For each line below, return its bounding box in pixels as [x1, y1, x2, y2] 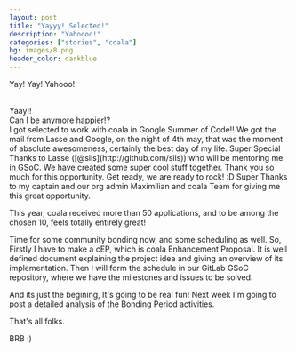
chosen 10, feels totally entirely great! [9, 217, 147, 228]
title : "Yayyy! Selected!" [9, 21, 109, 30]
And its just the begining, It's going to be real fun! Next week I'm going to [9, 290, 277, 300]
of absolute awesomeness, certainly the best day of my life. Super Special [9, 143, 281, 154]
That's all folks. [9, 316, 65, 326]
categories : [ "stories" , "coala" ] [9, 37, 138, 47]
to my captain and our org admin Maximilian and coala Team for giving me [9, 181, 281, 191]
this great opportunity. [9, 190, 91, 201]
